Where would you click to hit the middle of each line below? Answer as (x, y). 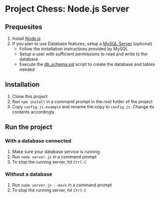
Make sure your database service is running (56, 151)
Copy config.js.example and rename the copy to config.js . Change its (83, 107)
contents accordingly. (34, 112)
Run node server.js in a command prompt (54, 157)
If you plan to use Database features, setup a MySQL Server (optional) (82, 44)
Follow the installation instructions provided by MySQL (74, 49)
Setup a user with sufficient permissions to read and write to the (83, 54)
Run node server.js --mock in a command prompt (62, 185)
